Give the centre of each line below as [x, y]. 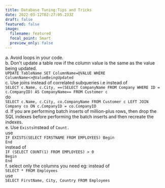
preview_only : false [31, 43]
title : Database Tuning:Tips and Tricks [49, 10]
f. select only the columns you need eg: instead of [58, 166]
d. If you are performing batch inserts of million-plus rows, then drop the [81, 111]
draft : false [19, 19]
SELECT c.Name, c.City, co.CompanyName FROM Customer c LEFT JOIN [77, 102]
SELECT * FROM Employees [31, 171]
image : [12, 29]
